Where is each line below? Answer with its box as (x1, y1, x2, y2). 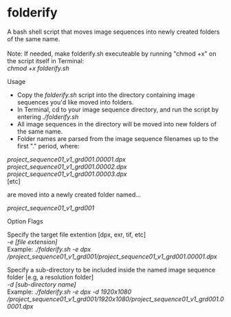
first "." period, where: (16, 142, 80, 150)
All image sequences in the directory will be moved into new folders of (16, 120, 217, 128)
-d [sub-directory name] (7, 280, 77, 288)
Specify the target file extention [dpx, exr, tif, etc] (7, 230, 146, 239)
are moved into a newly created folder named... (7, 190, 141, 199)
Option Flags (7, 217, 43, 225)
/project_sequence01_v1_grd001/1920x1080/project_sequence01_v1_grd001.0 (7, 294, 224, 303)
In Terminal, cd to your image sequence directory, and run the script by (16, 105, 219, 113)
